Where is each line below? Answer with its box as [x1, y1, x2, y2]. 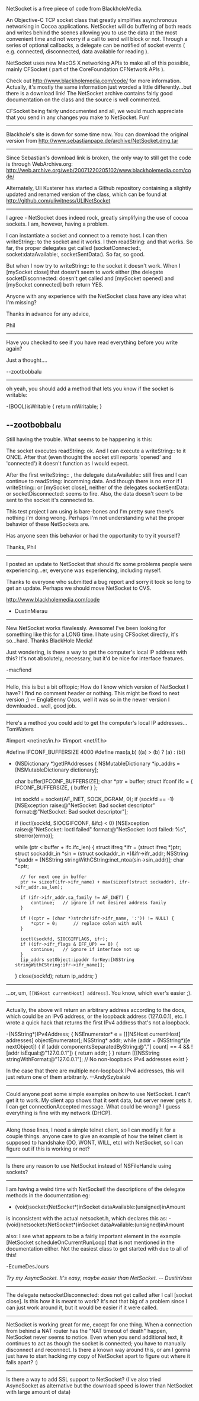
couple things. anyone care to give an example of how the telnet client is [6, 1132, 183, 1139]
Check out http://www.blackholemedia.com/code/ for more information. [6, 77, 182, 84]
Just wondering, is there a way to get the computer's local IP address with [6, 648, 188, 655]
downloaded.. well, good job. [6, 702, 77, 709]
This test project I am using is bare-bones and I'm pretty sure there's [6, 507, 174, 515]
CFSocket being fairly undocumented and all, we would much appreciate [6, 108, 184, 114]
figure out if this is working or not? [6, 1145, 90, 1152]
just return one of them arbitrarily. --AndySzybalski [6, 1073, 131, 1080]
